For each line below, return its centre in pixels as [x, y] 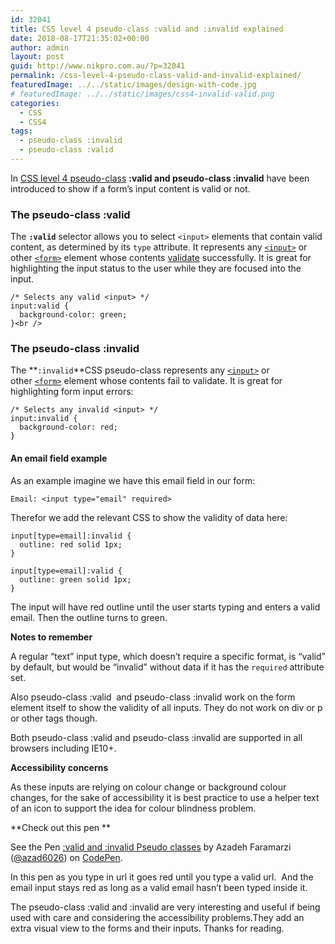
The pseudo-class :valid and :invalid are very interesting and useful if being [165, 907]
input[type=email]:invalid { [71, 536]
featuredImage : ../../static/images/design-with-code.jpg [133, 85]
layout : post [37, 57]
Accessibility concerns [59, 767]
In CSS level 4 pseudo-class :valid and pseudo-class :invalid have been [160, 178]
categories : [35, 103]
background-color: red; [68, 427]
